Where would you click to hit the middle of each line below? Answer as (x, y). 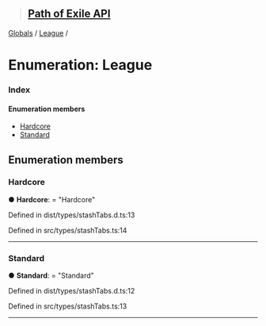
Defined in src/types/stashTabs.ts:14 (68, 230)
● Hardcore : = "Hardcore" (52, 199)
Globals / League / (38, 33)
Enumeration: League (80, 65)
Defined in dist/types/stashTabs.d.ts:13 (72, 215)
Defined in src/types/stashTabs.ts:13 (68, 306)
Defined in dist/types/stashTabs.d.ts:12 (72, 291)
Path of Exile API (69, 14)
